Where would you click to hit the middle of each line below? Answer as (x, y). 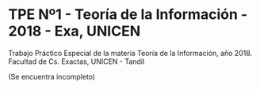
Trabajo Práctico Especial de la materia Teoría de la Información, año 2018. (130, 53)
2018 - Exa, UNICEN (75, 31)
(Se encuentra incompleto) (52, 76)
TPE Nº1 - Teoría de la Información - (128, 15)
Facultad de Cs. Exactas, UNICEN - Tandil (76, 61)
